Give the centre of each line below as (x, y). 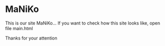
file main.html (19, 28)
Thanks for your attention (31, 38)
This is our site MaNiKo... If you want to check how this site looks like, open (83, 23)
